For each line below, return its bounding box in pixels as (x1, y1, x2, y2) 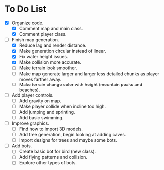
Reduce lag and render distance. (19, 42, 87, 48)
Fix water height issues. (19, 54, 68, 60)
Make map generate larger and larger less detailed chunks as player (19, 71, 159, 77)
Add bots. (11, 143, 32, 149)
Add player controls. (11, 92, 54, 98)
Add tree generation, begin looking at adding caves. (19, 132, 126, 138)
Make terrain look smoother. (19, 65, 78, 71)
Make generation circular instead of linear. (19, 48, 106, 54)
